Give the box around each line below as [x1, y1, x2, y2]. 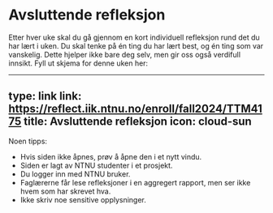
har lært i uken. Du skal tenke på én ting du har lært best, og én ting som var [8, 40, 264, 50]
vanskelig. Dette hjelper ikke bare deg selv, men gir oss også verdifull [8, 49, 241, 59]
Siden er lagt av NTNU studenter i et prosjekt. [19, 160, 173, 170]
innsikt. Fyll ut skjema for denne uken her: [8, 58, 149, 68]
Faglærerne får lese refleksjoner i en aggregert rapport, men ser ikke [19, 177, 251, 187]
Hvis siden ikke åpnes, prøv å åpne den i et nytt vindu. [19, 151, 202, 161]
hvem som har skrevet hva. [19, 186, 111, 196]
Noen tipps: [8, 136, 47, 146]
